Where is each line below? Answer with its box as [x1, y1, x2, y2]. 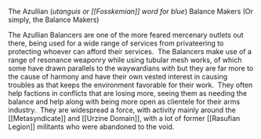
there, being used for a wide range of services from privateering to [8, 38, 224, 48]
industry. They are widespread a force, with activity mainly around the [8, 105, 237, 115]
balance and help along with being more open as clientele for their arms [8, 97, 241, 106]
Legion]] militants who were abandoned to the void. [8, 122, 175, 131]
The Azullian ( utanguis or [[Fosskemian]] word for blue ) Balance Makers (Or [8, 7, 253, 16]
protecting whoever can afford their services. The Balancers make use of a [8, 47, 252, 56]
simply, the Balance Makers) [8, 15, 100, 24]
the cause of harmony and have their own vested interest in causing [8, 72, 228, 81]
